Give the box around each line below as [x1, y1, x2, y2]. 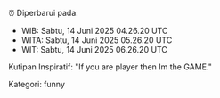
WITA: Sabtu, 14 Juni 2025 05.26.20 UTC [20, 35, 173, 45]
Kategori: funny [8, 79, 66, 89]
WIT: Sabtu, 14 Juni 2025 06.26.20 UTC [20, 45, 168, 54]
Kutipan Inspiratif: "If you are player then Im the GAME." [8, 61, 213, 72]
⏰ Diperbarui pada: [8, 8, 79, 18]
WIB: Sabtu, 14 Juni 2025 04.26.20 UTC [20, 26, 168, 36]
